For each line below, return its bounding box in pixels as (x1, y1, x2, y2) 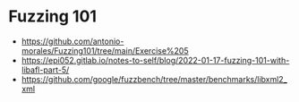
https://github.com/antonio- (21, 36, 124, 47)
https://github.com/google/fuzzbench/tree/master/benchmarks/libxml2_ (21, 73, 287, 84)
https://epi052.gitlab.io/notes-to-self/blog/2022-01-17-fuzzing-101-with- (21, 55, 290, 65)
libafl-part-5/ (21, 64, 70, 75)
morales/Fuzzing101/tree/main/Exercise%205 (21, 45, 189, 55)
